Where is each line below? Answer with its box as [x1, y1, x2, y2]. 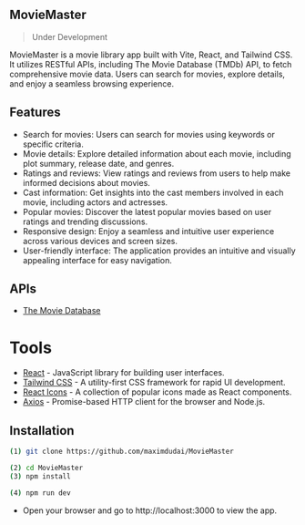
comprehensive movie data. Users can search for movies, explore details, [9, 68, 285, 79]
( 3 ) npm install [9, 471, 71, 481]
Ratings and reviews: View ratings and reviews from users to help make [22, 168, 291, 179]
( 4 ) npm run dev [9, 488, 71, 498]
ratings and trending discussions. [22, 216, 148, 227]
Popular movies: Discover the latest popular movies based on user [22, 206, 271, 217]
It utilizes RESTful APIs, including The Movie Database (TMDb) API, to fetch [9, 58, 292, 69]
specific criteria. [22, 139, 84, 149]
